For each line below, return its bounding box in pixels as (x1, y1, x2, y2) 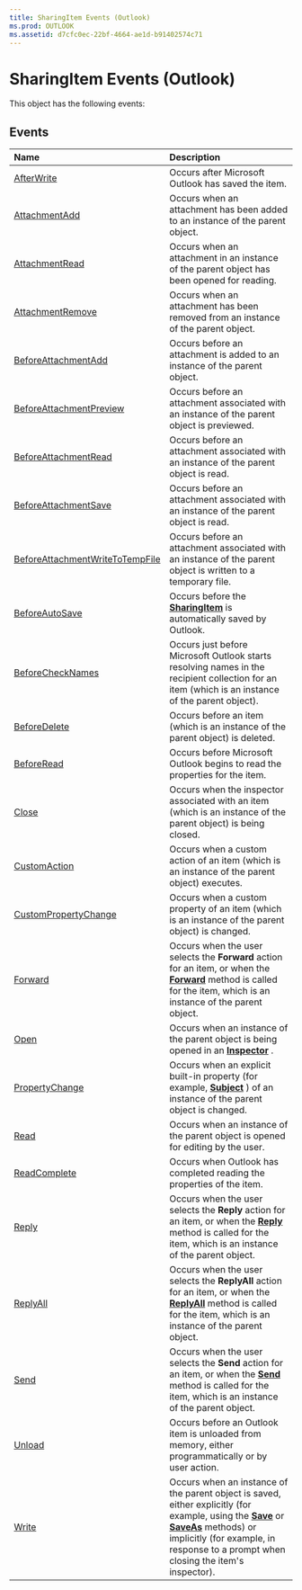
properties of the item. (169, 1178, 263, 1191)
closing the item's (169, 1555, 244, 1568)
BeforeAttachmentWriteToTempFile (13, 553, 161, 566)
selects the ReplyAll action (169, 1274, 283, 1287)
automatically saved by (169, 612, 267, 625)
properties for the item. (169, 769, 267, 782)
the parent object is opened (169, 1130, 286, 1142)
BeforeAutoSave (13, 607, 83, 620)
